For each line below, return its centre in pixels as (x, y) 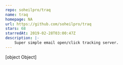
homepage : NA (19, 19)
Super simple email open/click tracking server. (67, 43)
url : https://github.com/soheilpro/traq (49, 24)
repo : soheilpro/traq (28, 10)
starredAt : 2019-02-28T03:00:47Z (40, 33)
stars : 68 (16, 29)
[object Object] (21, 57)
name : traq (17, 15)
